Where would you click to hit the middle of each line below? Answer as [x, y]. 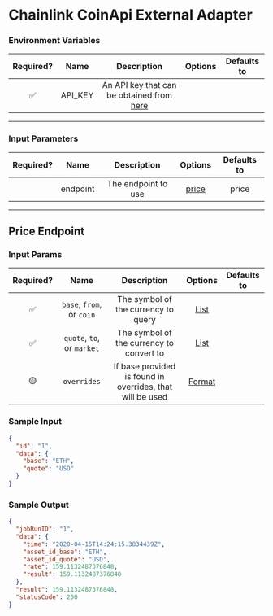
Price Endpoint [47, 232]
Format [202, 382]
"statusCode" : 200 [47, 597]
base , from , [82, 304]
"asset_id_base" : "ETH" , [65, 552]
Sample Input [35, 422]
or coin [82, 315]
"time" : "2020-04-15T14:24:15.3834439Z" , [94, 544]
